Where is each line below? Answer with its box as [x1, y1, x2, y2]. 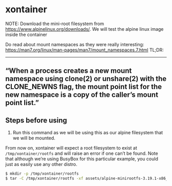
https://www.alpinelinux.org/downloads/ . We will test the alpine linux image [5, 26, 164, 32]
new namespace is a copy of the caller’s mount [5, 91, 159, 99]
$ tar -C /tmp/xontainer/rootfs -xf [5, 176, 83, 181]
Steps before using [5, 116, 68, 125]
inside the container [5, 31, 48, 37]
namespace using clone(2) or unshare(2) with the [5, 74, 167, 83]
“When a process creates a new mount [5, 67, 132, 75]
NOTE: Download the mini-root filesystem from [5, 20, 104, 27]
